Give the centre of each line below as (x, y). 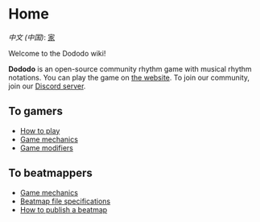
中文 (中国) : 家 (32, 37)
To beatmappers (50, 173)
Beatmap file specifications (65, 201)
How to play (40, 130)
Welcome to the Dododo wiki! (57, 53)
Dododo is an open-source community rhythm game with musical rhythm (130, 68)
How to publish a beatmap (64, 209)
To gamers (35, 111)
